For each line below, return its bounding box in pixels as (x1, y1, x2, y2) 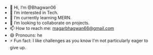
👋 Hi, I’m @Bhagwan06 (9, 5, 56, 10)
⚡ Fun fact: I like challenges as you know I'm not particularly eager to (9, 38, 149, 43)
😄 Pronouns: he (9, 32, 42, 38)
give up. (9, 45, 26, 50)
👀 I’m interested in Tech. (9, 10, 58, 15)
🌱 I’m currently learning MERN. (9, 15, 72, 20)
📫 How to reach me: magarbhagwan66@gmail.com (9, 26, 115, 31)
